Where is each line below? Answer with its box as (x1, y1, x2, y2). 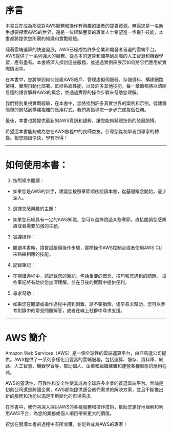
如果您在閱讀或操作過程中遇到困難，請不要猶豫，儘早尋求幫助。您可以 (12, 301, 161, 307)
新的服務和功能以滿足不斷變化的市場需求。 (5, 393, 95, 399)
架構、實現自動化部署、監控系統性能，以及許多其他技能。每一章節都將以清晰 (5, 83, 167, 89)
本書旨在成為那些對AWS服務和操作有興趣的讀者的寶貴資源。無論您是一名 (5, 23, 159, 29)
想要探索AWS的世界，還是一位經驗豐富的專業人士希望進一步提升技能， (9, 29, 159, 35)
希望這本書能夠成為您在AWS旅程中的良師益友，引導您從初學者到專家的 (5, 128, 155, 134)
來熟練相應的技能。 (12, 251, 54, 257)
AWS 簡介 (5, 332, 47, 344)
